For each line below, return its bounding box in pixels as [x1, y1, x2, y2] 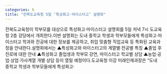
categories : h [5, 7, 35, 12]
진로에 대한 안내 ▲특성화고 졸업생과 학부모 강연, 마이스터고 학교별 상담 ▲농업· [5, 51, 158, 57]
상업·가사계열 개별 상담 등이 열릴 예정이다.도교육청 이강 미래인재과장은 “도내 [10, 57, 158, 63]
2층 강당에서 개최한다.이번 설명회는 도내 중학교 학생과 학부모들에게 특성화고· [10, 32, 158, 38]
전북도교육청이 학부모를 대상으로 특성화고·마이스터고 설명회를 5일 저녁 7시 [5, 26, 149, 32]
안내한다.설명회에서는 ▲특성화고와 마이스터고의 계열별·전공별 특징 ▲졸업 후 [14, 45, 162, 51]
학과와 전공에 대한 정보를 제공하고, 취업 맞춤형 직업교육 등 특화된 [22, 38, 148, 45]
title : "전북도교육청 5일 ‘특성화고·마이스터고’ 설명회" [5, 12, 106, 17]
